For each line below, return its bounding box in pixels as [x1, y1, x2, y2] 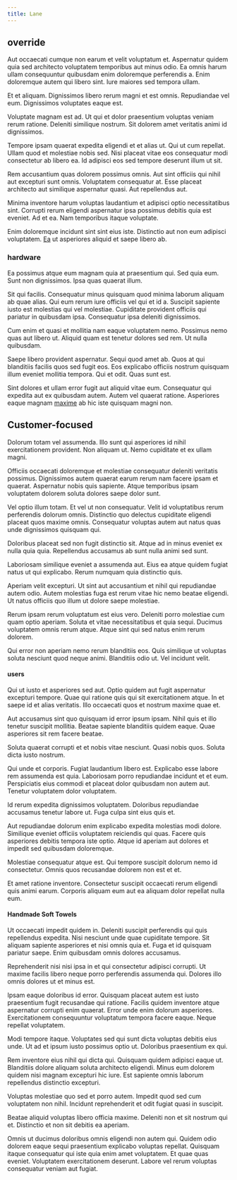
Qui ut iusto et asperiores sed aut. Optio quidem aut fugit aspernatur [7, 685, 206, 694]
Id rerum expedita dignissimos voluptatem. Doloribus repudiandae [7, 800, 199, 809]
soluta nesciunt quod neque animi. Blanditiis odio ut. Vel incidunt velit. [7, 654, 210, 662]
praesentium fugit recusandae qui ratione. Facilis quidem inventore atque [7, 998, 220, 1007]
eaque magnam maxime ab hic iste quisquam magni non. [7, 399, 173, 407]
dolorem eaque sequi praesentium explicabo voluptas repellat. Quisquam [7, 1142, 220, 1150]
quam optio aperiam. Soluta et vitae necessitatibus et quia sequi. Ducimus [7, 618, 223, 626]
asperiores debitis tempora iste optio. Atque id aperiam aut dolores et [7, 837, 209, 845]
